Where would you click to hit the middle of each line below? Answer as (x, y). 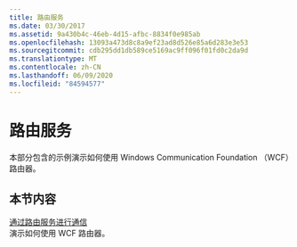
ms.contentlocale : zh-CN (55, 68)
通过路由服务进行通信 (48, 222)
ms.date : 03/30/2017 (48, 26)
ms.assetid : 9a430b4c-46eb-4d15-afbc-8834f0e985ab (105, 34)
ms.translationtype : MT (53, 59)
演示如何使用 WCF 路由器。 (60, 234)
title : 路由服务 (36, 17)
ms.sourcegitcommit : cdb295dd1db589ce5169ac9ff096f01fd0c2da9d (129, 51)
